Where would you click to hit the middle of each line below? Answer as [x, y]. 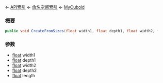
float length [24, 76]
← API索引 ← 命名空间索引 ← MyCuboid [45, 7]
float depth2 [24, 70]
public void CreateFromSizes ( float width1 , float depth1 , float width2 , [80, 31]
